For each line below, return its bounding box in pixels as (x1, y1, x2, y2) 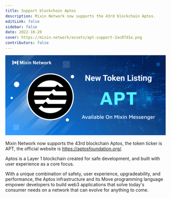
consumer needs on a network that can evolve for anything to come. (5, 187, 149, 193)
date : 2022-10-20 (5, 29, 42, 35)
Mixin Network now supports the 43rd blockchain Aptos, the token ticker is (5, 140, 162, 146)
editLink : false (5, 19, 40, 24)
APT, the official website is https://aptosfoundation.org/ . (5, 145, 123, 152)
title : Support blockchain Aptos (5, 8, 76, 13)
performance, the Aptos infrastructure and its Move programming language (5, 176, 163, 182)
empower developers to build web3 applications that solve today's (5, 181, 145, 187)
